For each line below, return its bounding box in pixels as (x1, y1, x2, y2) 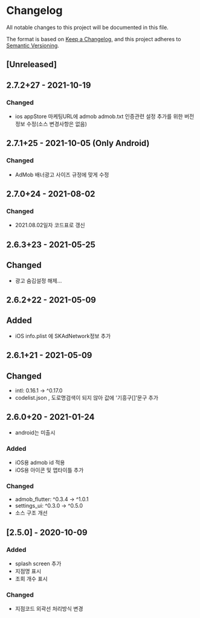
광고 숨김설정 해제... (15, 277, 62, 284)
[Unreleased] (6, 59, 57, 70)
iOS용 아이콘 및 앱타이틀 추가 (15, 467, 84, 474)
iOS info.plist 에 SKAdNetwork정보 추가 (15, 332, 111, 339)
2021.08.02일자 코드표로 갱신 (15, 222, 86, 229)
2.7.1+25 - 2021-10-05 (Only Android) (6, 138, 150, 148)
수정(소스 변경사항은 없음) (26, 121, 88, 128)
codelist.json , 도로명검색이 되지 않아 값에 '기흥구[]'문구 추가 (15, 394, 159, 401)
